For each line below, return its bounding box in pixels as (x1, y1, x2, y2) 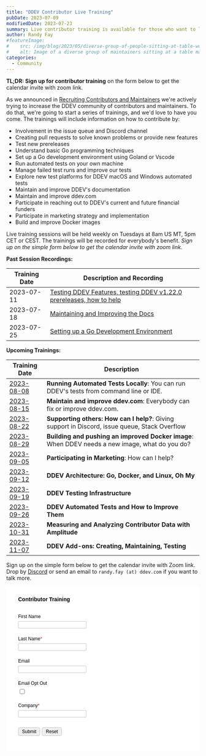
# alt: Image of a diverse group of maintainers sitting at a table (6, 49, 193, 55)
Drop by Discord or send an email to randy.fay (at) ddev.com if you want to (6, 568, 198, 575)
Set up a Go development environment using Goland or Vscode (15, 153, 175, 160)
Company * (18, 702, 40, 709)
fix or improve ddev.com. (46, 404, 119, 413)
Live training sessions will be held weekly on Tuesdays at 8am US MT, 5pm (6, 230, 196, 237)
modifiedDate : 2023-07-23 (6, 20, 72, 26)
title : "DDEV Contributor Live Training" (6, 9, 114, 15)
